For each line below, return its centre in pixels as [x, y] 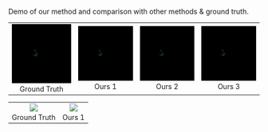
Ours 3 [229, 87]
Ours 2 [167, 87]
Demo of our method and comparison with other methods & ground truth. [129, 12]
